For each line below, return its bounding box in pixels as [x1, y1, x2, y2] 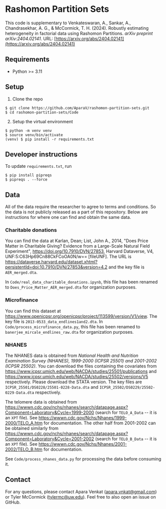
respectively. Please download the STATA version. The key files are [5, 379, 142, 385]
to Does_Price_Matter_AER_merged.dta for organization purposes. [5, 284, 137, 290]
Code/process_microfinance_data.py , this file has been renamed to [5, 323, 140, 330]
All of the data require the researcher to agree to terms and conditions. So [5, 204, 156, 210]
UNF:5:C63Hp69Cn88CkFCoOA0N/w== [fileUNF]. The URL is [5, 254, 132, 259]
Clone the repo [12, 96, 43, 102]
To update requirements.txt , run [5, 163, 72, 169]
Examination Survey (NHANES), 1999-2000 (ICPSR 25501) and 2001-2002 [5, 358, 157, 364]
